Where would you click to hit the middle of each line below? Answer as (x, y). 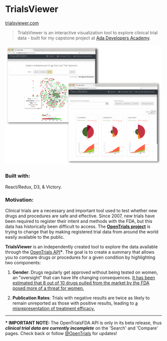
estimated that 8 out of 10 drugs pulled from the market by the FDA (81, 283)
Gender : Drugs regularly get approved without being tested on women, (85, 272)
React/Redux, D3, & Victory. (34, 187)
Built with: (18, 176)
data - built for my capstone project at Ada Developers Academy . (84, 38)
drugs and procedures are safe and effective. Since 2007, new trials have (80, 216)
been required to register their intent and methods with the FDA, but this (79, 221)
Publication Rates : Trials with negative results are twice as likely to (81, 298)
